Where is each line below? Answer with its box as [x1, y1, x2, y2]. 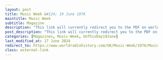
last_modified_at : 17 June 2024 [5, 39, 70, 44]
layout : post [5, 7, 32, 12]
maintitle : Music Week [5, 16, 51, 21]
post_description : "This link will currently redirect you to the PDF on [5, 30, 158, 34]
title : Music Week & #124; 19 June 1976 [5, 12, 86, 16]
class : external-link [5, 47, 49, 52]
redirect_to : [5, 43, 32, 48]
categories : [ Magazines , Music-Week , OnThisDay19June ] [5, 34, 118, 39]
